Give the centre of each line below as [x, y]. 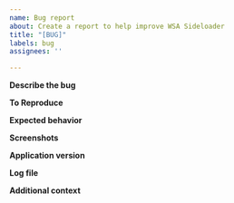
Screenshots [34, 138]
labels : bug [32, 43]
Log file [24, 173]
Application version [47, 156]
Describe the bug [43, 85]
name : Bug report [42, 18]
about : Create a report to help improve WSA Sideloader [117, 26]
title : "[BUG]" [38, 34]
